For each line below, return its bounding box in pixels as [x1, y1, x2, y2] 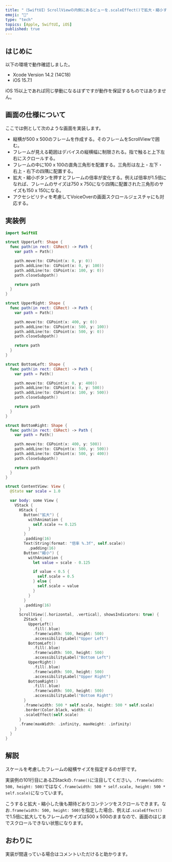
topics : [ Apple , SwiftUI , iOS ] [5, 22, 72, 27]
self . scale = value [37, 584, 79, 589]
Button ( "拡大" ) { [24, 512, 59, 518]
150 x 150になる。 [26, 187, 64, 193]
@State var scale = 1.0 [10, 489, 60, 494]
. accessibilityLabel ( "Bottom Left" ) [32, 655, 111, 660]
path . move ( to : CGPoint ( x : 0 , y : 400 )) [14, 380, 97, 386]
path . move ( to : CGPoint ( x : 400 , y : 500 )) [14, 442, 102, 447]
